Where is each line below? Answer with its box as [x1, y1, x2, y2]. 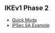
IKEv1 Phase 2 [4, 4, 49, 12]
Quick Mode [11, 17, 37, 23]
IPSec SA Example [11, 22, 50, 28]
